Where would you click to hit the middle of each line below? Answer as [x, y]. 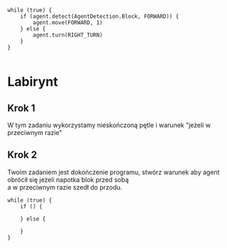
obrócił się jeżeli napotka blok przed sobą [68, 179]
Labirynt [33, 82]
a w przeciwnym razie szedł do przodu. [65, 187]
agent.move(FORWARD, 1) [68, 23]
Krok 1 [21, 108]
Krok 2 [22, 155]
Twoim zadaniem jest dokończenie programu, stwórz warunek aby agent [113, 172]
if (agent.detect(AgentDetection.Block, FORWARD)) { [100, 16]
